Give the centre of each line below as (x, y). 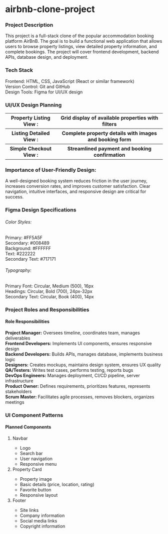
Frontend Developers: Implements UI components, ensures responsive (79, 343)
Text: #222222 (20, 253)
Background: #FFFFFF (28, 248)
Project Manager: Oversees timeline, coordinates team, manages (72, 333)
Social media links (38, 520)
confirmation (109, 155)
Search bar (31, 453)
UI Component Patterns (34, 415)
